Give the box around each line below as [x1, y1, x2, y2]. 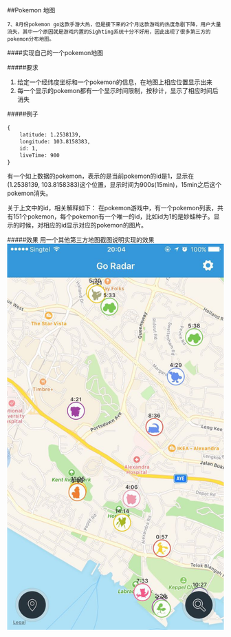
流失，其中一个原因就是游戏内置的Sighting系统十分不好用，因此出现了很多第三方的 [7, 28, 211, 35]
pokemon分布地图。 [7, 36, 55, 43]
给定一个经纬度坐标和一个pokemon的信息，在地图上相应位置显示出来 [16, 78, 213, 86]
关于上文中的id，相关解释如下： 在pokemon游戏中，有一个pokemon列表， [7, 204, 218, 212]
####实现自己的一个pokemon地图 [7, 49, 103, 57]
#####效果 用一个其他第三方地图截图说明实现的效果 [7, 236, 155, 243]
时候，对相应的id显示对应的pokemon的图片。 [19, 221, 148, 229]
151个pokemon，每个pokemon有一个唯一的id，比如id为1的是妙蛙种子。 [12, 212, 214, 221]
